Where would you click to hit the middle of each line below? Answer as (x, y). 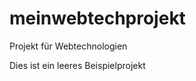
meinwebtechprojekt (97, 18)
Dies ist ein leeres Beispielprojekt (77, 65)
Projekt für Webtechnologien (68, 46)
